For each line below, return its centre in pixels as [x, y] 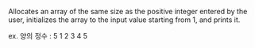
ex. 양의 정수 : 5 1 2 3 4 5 [48, 36]
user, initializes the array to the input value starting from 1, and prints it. [124, 20]
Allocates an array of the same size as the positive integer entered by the [128, 11]
